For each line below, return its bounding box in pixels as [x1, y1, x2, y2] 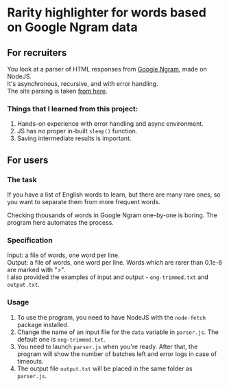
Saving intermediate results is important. [16, 134, 132, 142]
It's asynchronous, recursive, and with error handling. [7, 80, 158, 87]
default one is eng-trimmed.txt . [16, 335, 106, 343]
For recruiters [7, 47, 67, 58]
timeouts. [16, 357, 44, 365]
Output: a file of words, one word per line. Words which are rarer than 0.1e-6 [7, 258, 223, 267]
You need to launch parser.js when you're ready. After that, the [16, 342, 198, 351]
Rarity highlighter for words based [7, 5, 207, 21]
